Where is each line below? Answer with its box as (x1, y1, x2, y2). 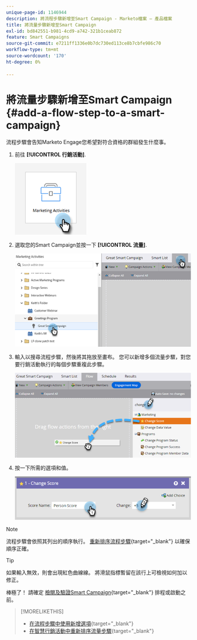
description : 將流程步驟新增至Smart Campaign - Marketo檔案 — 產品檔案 (6, 15, 172, 22)
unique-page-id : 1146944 (6, 9, 67, 15)
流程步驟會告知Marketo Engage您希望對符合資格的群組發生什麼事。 (6, 139, 169, 146)
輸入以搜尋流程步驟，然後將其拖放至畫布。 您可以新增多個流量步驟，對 (14, 353, 186, 361)
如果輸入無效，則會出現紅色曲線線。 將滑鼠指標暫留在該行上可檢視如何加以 (6, 569, 188, 576)
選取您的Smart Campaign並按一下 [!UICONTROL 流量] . (14, 242, 147, 249)
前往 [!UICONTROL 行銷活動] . (14, 151, 86, 158)
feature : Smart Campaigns (6, 34, 69, 41)
